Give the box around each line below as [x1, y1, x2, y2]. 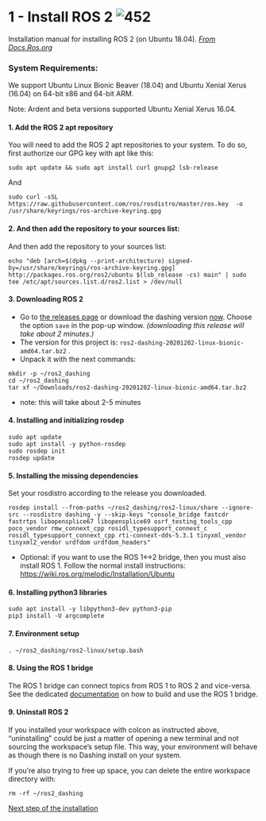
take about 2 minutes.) [19, 329, 94, 338]
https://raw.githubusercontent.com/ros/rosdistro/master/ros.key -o [8, 200, 244, 208]
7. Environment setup [8, 629, 79, 638]
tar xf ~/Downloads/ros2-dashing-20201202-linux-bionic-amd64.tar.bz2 [8, 384, 247, 391]
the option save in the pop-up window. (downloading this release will [19, 320, 245, 330]
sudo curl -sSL [8, 193, 59, 202]
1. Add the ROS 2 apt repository [8, 122, 114, 132]
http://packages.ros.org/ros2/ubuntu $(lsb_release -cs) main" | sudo [8, 271, 247, 279]
